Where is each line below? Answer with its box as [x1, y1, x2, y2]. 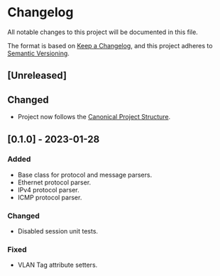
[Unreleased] [7, 70, 67, 82]
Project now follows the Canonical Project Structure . [17, 113, 171, 121]
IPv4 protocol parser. [17, 185, 79, 194]
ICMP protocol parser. [17, 193, 82, 202]
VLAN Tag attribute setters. [17, 260, 98, 270]
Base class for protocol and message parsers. [17, 170, 153, 179]
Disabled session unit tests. [17, 227, 98, 236]
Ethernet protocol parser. [17, 178, 92, 187]
